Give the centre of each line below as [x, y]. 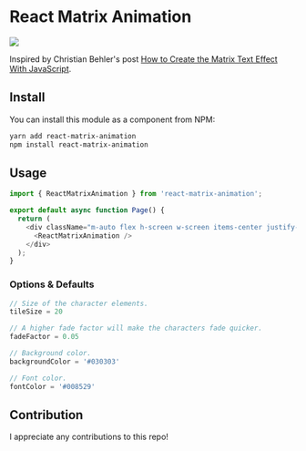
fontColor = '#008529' [52, 386]
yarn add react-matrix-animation [73, 136]
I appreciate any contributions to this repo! [89, 437]
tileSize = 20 [36, 312]
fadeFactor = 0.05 [44, 337]
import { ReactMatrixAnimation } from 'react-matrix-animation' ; [136, 194]
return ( [34, 219]
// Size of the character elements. [79, 303]
